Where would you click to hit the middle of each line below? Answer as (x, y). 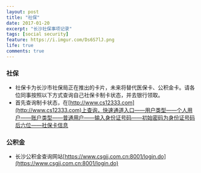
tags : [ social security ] (37, 34)
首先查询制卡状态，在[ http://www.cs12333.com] (75, 102)
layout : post (23, 12)
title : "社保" (23, 17)
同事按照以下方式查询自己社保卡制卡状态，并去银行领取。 (92, 95)
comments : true (25, 51)
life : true (20, 46)
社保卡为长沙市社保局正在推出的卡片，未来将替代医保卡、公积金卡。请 (102, 87)
